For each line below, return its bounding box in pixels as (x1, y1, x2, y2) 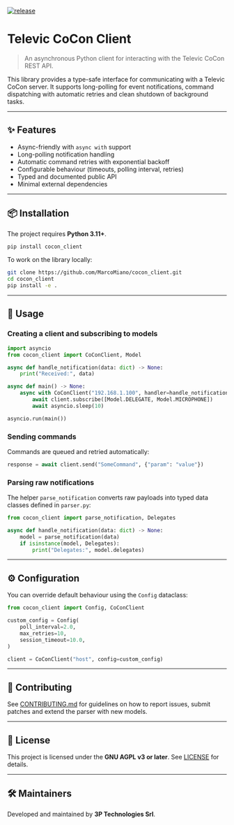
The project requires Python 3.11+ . (7, 229, 107, 238)
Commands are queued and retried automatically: (7, 447, 150, 455)
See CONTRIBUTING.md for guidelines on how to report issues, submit (7, 700, 211, 708)
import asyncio (7, 344, 52, 352)
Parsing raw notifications (7, 477, 95, 487)
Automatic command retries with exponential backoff (17, 157, 170, 166)
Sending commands (7, 432, 77, 441)
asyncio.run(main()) (7, 415, 68, 422)
